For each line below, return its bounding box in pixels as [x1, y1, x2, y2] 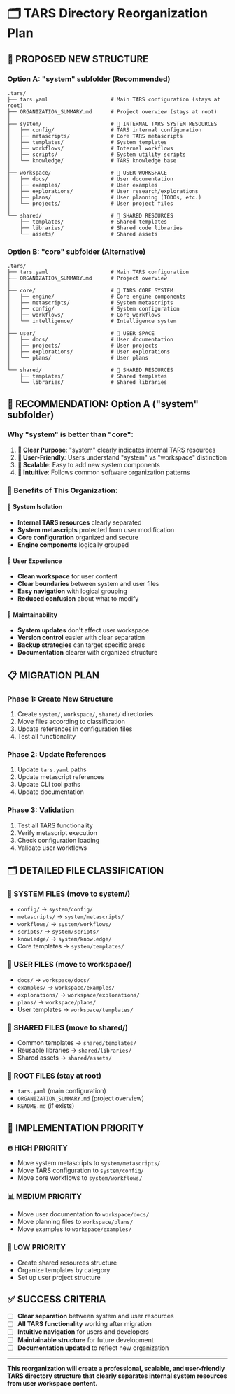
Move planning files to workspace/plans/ [17, 1218, 134, 1226]
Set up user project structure [17, 1273, 101, 1281]
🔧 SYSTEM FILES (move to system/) [7, 889, 131, 899]
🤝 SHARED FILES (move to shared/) [7, 1023, 128, 1032]
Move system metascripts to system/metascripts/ [17, 1158, 161, 1167]
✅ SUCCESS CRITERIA [7, 1293, 106, 1305]
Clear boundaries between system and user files [17, 580, 159, 588]
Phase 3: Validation [7, 805, 75, 815]
